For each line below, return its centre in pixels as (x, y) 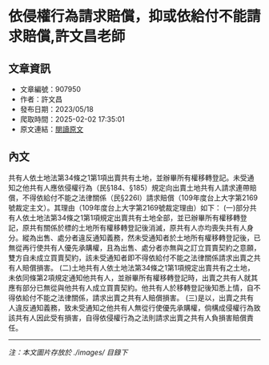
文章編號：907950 (50, 89)
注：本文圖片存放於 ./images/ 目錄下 (68, 352)
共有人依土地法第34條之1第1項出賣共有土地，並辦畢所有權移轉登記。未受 (128, 178)
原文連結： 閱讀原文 (52, 129)
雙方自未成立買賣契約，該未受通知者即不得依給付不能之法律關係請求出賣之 (131, 258)
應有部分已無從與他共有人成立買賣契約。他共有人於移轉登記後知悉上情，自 (131, 287)
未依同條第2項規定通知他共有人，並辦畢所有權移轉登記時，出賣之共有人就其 (133, 278)
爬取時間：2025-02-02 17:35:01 (72, 119)
